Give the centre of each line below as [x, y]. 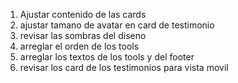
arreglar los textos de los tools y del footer [107, 57]
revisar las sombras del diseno [83, 35]
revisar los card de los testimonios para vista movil [124, 67]
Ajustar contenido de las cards [83, 14]
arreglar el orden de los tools [79, 46]
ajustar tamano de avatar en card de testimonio [117, 25]
